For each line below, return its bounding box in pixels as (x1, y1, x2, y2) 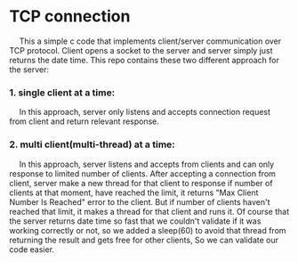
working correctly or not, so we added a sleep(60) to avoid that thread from (9, 225, 286, 235)
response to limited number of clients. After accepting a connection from (9, 168, 276, 179)
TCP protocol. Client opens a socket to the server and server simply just (9, 45, 273, 55)
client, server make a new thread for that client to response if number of (9, 177, 273, 188)
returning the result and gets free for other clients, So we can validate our (9, 234, 278, 245)
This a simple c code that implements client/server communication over (19, 36, 282, 46)
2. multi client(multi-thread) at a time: (9, 138, 175, 151)
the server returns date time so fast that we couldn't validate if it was (9, 216, 262, 226)
